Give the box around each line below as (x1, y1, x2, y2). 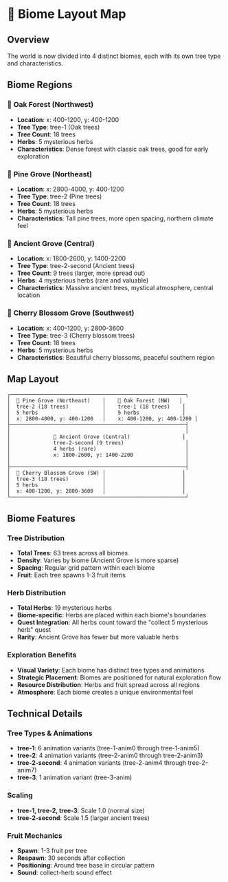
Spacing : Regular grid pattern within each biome (16, 564, 155, 572)
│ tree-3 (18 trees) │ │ (7, 475, 186, 483)
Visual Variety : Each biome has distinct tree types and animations (16, 666, 205, 674)
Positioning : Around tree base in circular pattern (16, 861, 155, 869)
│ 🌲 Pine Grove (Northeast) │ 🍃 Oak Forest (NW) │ (7, 398, 183, 404)
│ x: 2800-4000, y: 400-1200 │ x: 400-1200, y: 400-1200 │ (7, 416, 198, 422)
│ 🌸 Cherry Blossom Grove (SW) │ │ (7, 470, 186, 477)
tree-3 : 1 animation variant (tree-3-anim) (16, 773, 133, 781)
